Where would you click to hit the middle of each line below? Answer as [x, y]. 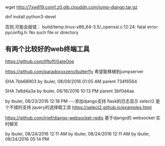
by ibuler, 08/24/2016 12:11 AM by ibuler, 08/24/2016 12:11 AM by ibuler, [78, 134]
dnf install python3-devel [31, 17]
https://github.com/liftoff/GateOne [40, 61]
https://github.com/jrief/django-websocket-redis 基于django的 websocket [80, 117]
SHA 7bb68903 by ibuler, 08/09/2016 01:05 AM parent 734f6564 [71, 81]
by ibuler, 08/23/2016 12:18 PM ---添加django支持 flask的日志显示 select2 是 [82, 101]
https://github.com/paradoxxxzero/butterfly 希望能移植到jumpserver [74, 72]
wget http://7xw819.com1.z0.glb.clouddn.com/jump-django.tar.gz [71, 7]
